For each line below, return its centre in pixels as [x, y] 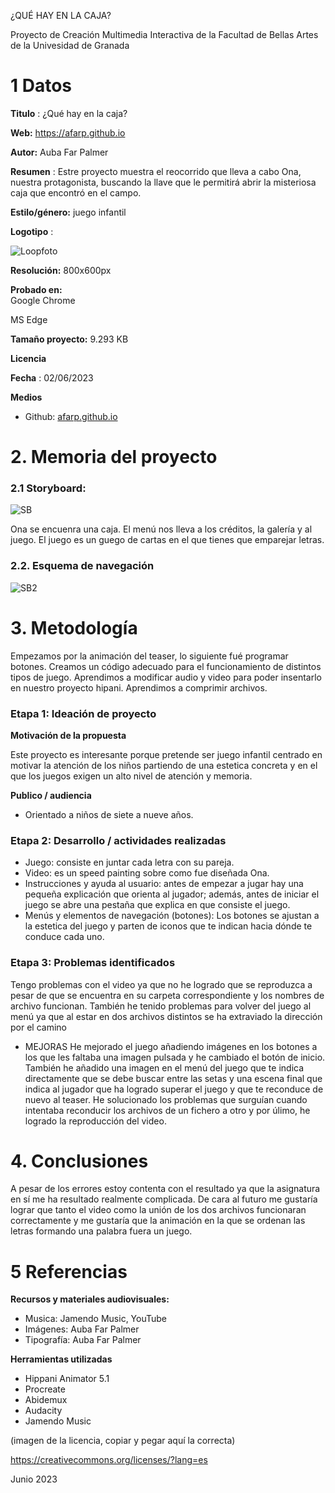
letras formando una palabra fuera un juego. [101, 1231]
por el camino [38, 1027]
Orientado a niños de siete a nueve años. [109, 814]
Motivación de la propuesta [68, 735]
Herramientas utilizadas [61, 1359]
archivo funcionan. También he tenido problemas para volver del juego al [161, 1006]
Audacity [43, 1411]
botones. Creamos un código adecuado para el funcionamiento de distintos [166, 666]
